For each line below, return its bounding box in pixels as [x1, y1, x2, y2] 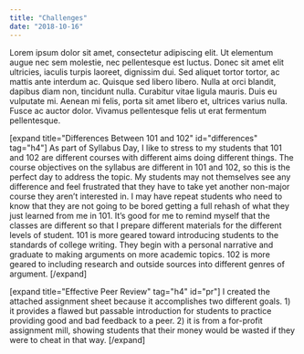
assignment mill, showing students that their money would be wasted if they [9, 325, 295, 336]
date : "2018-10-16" [9, 22, 84, 31]
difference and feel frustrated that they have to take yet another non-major [9, 181, 290, 192]
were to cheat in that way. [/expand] [9, 334, 146, 345]
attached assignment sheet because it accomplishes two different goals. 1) [9, 296, 291, 307]
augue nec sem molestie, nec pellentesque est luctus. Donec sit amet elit [9, 57, 285, 68]
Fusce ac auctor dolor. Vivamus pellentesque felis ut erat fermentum [9, 105, 267, 116]
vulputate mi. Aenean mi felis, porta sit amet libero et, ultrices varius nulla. [9, 95, 288, 106]
